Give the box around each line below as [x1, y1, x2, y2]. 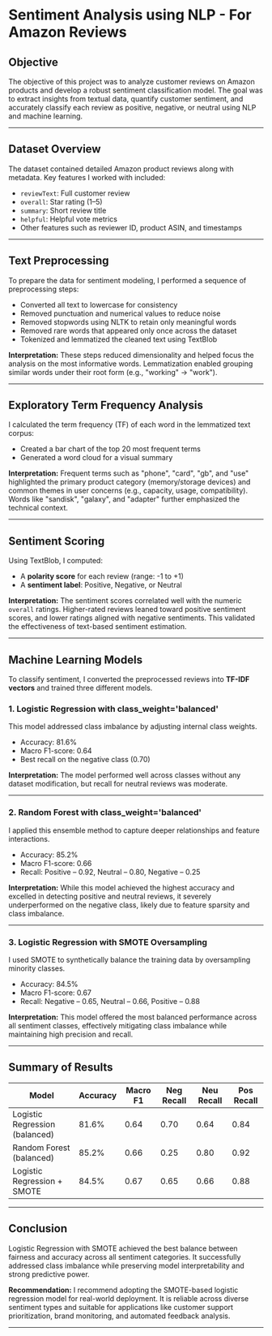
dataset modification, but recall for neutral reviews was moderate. [8, 779, 228, 789]
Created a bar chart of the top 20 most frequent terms [19, 444, 201, 454]
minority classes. [8, 963, 66, 973]
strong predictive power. [8, 1269, 91, 1279]
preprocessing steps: [8, 284, 79, 294]
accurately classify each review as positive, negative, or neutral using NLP [8, 103, 257, 112]
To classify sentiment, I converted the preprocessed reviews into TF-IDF [8, 674, 250, 684]
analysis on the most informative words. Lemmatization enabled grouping [8, 359, 253, 368]
